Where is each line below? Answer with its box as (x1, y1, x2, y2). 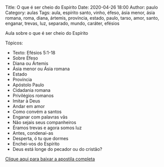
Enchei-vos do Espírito (12, 141, 60, 147)
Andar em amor (12, 103, 45, 109)
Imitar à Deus (12, 98, 40, 104)
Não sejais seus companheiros (12, 120, 76, 125)
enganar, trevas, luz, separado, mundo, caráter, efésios (5, 20, 120, 26)
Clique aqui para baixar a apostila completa (5, 156, 95, 162)
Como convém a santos (12, 108, 62, 115)
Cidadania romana (12, 87, 51, 93)
